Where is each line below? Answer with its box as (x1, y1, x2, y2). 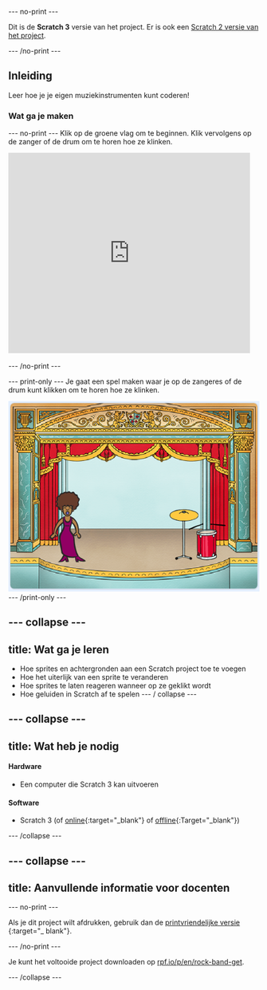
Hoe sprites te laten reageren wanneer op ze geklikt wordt (19, 681, 211, 691)
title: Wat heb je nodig (8, 740, 120, 753)
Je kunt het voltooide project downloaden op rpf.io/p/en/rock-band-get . (8, 957, 245, 967)
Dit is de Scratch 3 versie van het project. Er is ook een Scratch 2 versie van (8, 22, 259, 31)
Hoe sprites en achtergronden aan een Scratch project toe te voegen (19, 664, 246, 673)
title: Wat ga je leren (8, 642, 110, 657)
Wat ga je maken (8, 110, 74, 121)
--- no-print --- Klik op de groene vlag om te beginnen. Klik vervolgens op (8, 128, 252, 138)
